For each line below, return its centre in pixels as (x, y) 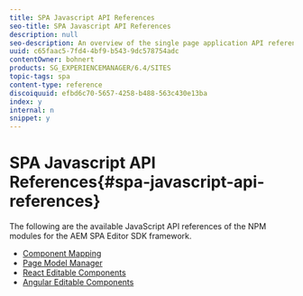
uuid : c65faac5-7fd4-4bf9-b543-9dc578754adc (94, 51)
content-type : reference (56, 85)
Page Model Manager (63, 264)
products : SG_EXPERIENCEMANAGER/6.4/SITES (90, 69)
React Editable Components (74, 273)
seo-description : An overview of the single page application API (137, 43)
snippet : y (30, 118)
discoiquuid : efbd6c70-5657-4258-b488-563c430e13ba (108, 93)
